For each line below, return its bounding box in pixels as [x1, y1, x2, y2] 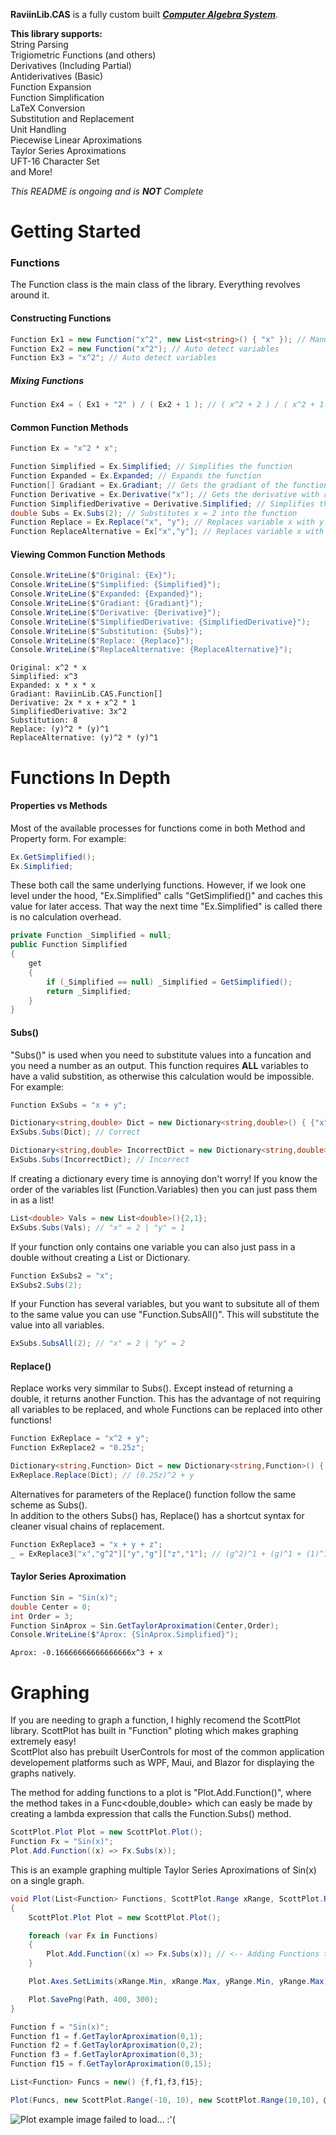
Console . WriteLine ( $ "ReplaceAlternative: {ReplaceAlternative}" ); [10, 645, 293, 655]
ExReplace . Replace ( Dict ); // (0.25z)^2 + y [10, 1470, 195, 1481]
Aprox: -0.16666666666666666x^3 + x [10, 1648, 163, 1658]
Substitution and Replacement [10, 113, 135, 124]
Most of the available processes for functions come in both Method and [10, 822, 306, 834]
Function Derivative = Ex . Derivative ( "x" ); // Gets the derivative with [10, 489, 320, 499]
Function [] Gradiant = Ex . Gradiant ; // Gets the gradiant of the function [10, 480, 329, 490]
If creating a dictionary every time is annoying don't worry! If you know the [10, 1172, 318, 1184]
